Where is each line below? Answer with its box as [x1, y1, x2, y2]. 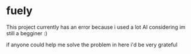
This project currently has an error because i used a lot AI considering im [6, 23, 186, 31]
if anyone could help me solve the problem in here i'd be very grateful [6, 41, 178, 48]
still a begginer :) [6, 29, 48, 36]
